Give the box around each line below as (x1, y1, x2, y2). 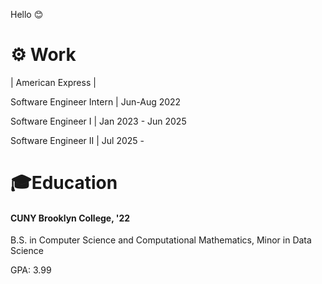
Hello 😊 (10, 9, 44, 20)
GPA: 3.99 (10, 264, 52, 276)
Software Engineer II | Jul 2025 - (10, 134, 145, 146)
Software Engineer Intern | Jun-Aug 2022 (10, 95, 182, 108)
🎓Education (10, 172, 118, 194)
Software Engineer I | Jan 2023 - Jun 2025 (10, 115, 187, 127)
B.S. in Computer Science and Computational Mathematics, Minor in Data (10, 234, 312, 246)
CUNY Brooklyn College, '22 (10, 212, 131, 224)
